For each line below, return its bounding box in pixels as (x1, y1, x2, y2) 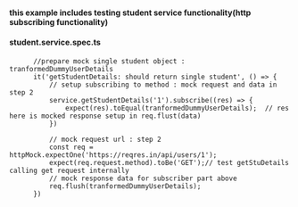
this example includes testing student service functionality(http (9, 7, 252, 18)
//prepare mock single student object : (32, 56, 186, 66)
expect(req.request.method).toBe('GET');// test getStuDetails (48, 158, 290, 167)
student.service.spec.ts (9, 37, 101, 48)
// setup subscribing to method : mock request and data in (48, 80, 277, 89)
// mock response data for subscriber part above (48, 174, 238, 183)
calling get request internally (9, 166, 129, 175)
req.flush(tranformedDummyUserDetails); (48, 181, 202, 191)
